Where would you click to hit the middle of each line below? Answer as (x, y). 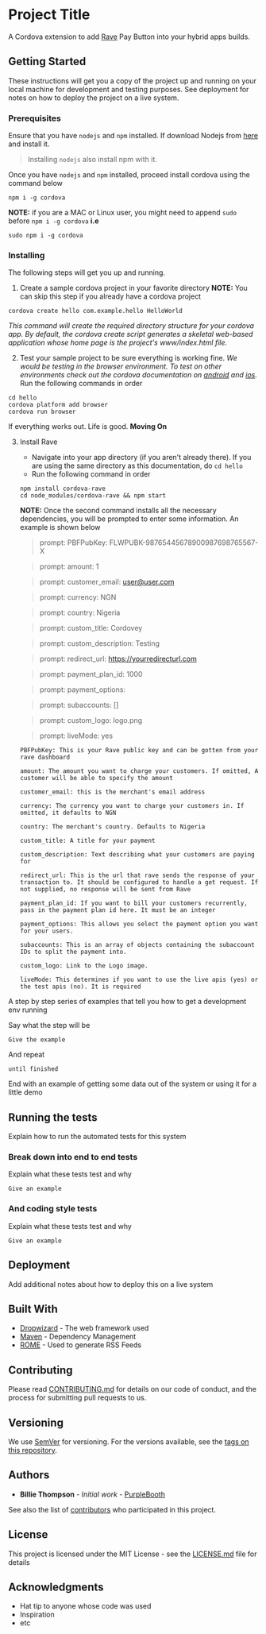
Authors (29, 1475)
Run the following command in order (91, 474)
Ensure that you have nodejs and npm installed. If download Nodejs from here (133, 136)
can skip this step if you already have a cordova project (110, 296)
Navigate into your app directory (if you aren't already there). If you (141, 458)
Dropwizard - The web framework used (84, 1328)
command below (36, 183)
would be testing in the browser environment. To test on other (121, 366)
